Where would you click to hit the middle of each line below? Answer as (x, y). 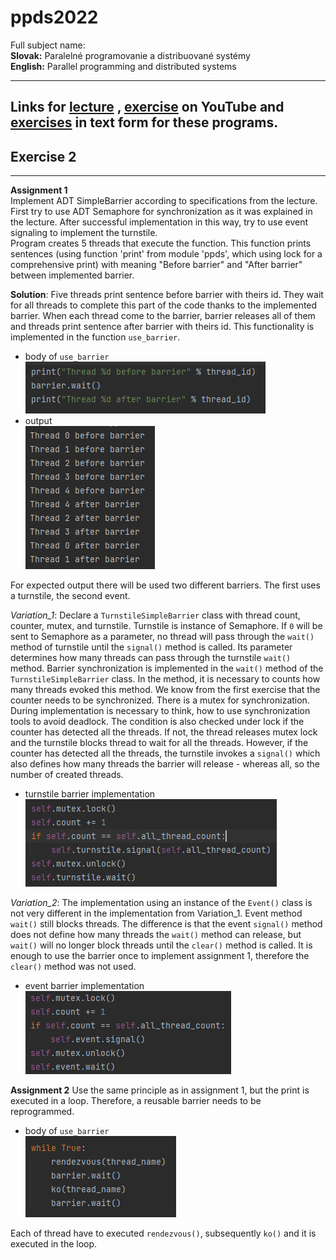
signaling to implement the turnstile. (84, 233)
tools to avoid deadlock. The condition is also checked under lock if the (157, 722)
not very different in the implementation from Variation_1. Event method (156, 913)
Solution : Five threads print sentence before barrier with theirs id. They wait (167, 295)
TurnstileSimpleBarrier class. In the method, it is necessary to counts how (165, 679)
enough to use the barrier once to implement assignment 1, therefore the (160, 956)
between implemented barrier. (72, 275)
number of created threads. (67, 775)
